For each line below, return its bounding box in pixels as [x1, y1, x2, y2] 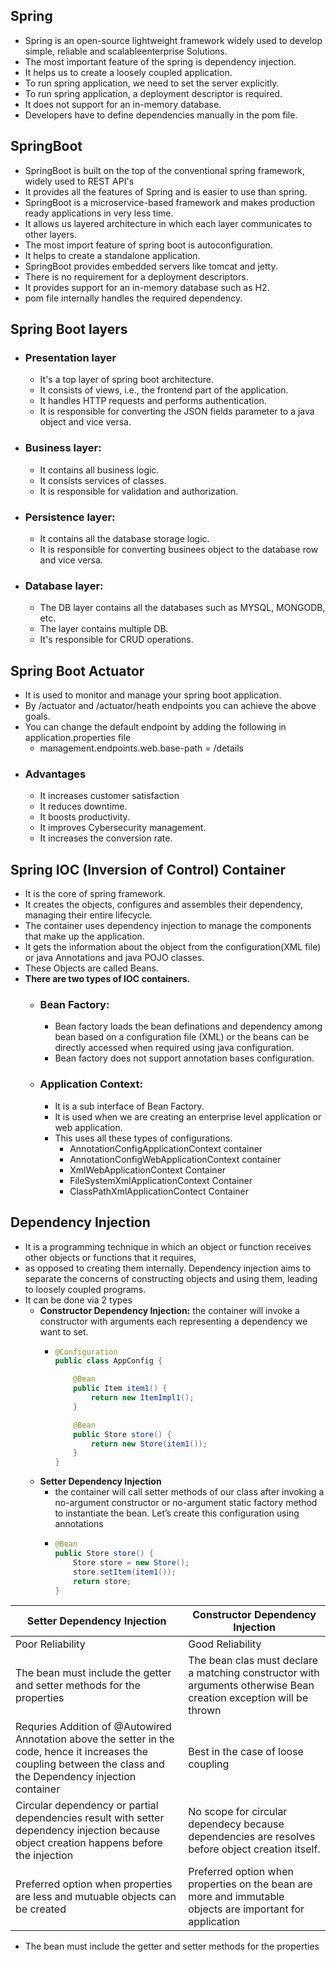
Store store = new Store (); [73, 1557, 190, 1568]
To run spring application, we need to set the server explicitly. [24, 77, 280, 89]
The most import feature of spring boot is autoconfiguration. [24, 239, 273, 251]
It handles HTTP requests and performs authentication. [39, 395, 267, 407]
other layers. [24, 228, 77, 240]
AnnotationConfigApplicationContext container [69, 1142, 263, 1154]
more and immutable [188, 1890, 285, 1904]
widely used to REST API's [24, 175, 135, 187]
